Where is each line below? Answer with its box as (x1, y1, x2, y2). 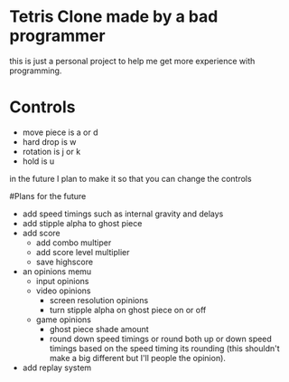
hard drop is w (22, 136, 77, 147)
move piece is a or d (22, 127, 98, 138)
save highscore (35, 256, 93, 267)
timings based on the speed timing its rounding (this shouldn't (49, 342, 280, 354)
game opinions (35, 314, 92, 325)
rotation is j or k (22, 146, 81, 157)
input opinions (35, 275, 89, 286)
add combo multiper (35, 237, 112, 248)
